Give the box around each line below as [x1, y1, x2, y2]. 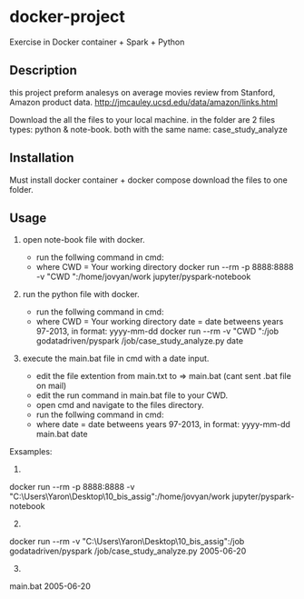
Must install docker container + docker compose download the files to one [9, 175, 288, 185]
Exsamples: [9, 446, 53, 457]
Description [9, 63, 77, 78]
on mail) [35, 380, 67, 392]
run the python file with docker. [22, 289, 140, 300]
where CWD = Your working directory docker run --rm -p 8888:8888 [35, 262, 294, 273]
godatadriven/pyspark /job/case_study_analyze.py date [35, 335, 243, 346]
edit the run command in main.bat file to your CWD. [35, 390, 229, 401]
